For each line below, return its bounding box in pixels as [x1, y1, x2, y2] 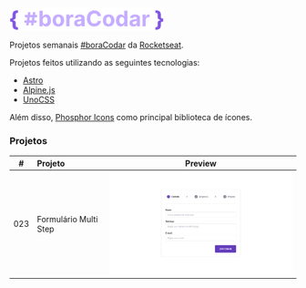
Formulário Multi [36, 213, 98, 224]
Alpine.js [22, 85, 56, 95]
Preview [185, 158, 217, 169]
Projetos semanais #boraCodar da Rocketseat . [9, 39, 184, 50]
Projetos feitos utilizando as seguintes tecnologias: [9, 57, 200, 67]
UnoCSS [22, 94, 56, 105]
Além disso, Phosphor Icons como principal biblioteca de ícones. [9, 112, 253, 122]
